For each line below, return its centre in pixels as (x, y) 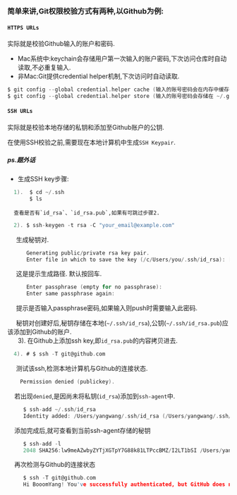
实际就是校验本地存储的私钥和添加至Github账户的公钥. (86, 128)
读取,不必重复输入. (44, 68)
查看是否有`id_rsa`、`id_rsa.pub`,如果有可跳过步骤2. (87, 213)
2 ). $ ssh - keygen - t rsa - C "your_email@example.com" (94, 225)
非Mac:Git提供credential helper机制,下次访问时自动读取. (98, 76)
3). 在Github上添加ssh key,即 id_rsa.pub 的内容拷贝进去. (98, 341)
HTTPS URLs (23, 28)
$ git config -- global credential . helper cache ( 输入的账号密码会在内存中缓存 (119, 90)
